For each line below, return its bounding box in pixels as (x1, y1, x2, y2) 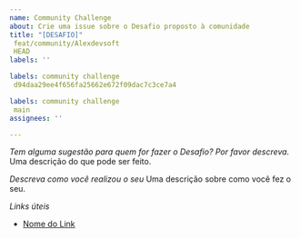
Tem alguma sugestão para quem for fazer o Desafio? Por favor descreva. (9, 146, 290, 157)
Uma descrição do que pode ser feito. (9, 156, 152, 167)
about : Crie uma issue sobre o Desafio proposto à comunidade (9, 22, 250, 31)
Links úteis (9, 201, 50, 212)
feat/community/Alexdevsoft (13, 38, 120, 48)
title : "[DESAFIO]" (9, 30, 84, 39)
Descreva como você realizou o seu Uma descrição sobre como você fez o (9, 174, 292, 184)
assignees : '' (9, 114, 64, 123)
